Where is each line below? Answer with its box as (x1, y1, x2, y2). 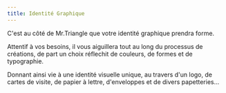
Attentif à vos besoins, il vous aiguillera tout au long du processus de (7, 42, 203, 50)
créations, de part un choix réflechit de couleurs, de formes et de (7, 50, 193, 58)
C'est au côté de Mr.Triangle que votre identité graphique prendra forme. (7, 29, 215, 37)
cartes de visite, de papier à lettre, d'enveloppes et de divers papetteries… (7, 77, 220, 86)
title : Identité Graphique (7, 10, 85, 17)
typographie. (7, 56, 44, 65)
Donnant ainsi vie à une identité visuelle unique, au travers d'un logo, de (7, 70, 213, 79)
